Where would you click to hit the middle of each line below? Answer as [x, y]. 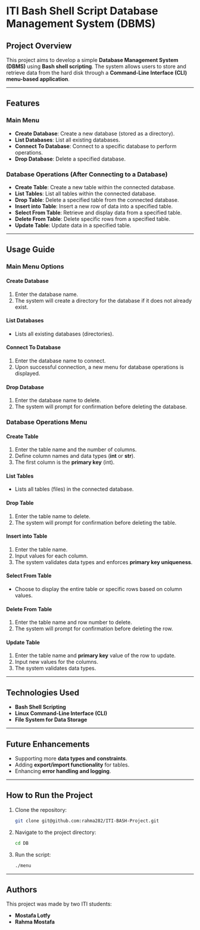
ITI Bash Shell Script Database [82, 11]
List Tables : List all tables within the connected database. [85, 193]
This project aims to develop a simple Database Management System [92, 60]
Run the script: [33, 854]
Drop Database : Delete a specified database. [70, 159]
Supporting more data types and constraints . [71, 759]
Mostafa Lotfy [32, 916]
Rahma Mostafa [35, 922]
